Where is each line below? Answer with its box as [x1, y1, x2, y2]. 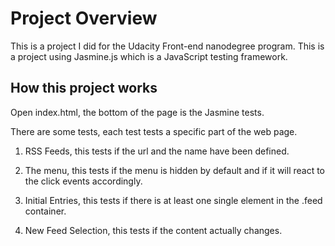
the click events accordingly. [24, 175, 143, 187]
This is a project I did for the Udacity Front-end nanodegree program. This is [10, 40, 325, 52]
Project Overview [10, 7, 158, 30]
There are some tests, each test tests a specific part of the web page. [10, 125, 298, 137]
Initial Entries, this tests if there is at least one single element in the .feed [24, 194, 323, 206]
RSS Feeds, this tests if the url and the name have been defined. [24, 145, 290, 157]
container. [24, 205, 67, 217]
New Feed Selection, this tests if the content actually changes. [24, 224, 283, 236]
